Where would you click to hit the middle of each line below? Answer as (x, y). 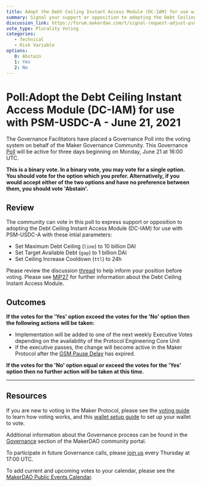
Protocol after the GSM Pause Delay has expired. (75, 353)
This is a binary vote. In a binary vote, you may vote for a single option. (96, 170)
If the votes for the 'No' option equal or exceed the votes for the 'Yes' (94, 365)
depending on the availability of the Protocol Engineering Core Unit (97, 341)
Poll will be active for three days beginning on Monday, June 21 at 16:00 (95, 152)
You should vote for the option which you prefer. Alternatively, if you (93, 176)
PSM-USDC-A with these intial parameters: (59, 235)
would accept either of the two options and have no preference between (98, 183)
